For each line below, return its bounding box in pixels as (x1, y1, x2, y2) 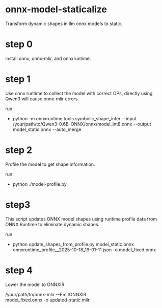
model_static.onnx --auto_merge (12, 126, 82, 133)
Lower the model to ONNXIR (5, 281, 65, 288)
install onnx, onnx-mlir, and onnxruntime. (5, 55, 91, 61)
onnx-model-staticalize (5, 4, 107, 15)
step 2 (5, 144, 33, 156)
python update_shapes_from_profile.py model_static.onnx (12, 241, 134, 247)
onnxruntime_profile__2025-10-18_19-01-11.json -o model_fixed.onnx (12, 247, 156, 253)
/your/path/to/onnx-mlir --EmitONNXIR (5, 291, 87, 297)
